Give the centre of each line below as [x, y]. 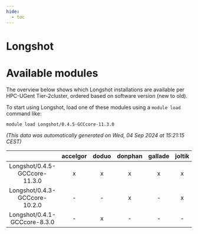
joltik [182, 156]
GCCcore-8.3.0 [32, 222]
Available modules [52, 73]
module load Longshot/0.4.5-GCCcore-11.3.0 [60, 124]
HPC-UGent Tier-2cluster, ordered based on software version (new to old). [97, 95]
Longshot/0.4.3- [32, 190]
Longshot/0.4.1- [32, 215]
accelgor [74, 156]
